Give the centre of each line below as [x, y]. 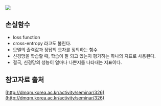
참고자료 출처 [25, 80]
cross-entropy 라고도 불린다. [42, 43]
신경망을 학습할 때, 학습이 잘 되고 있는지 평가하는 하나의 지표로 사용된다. [84, 56]
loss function [26, 37]
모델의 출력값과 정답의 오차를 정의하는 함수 [55, 49]
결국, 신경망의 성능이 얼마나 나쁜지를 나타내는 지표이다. [67, 62]
